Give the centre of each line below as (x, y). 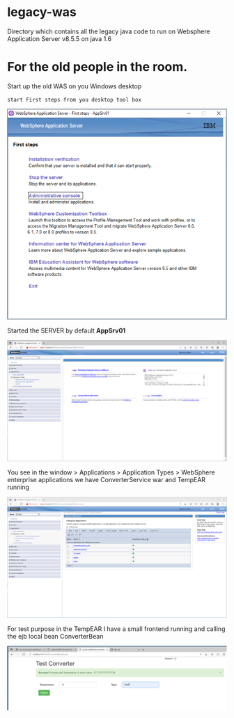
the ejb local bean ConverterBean (55, 637)
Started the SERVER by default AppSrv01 (67, 330)
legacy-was (42, 12)
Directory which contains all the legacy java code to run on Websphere (109, 31)
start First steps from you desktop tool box (74, 99)
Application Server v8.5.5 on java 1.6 (60, 38)
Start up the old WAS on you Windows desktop (75, 86)
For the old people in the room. (97, 67)
